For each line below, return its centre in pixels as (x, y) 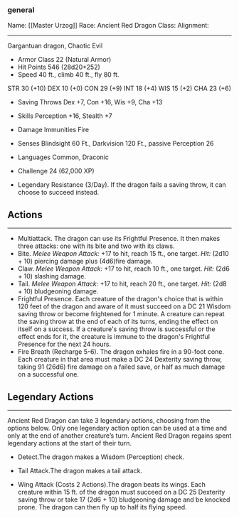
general (21, 10)
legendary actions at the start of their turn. (70, 443)
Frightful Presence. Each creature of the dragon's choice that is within (120, 299)
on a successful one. (48, 374)
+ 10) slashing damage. (52, 276)
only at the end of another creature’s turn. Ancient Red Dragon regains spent (119, 436)
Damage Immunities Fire (53, 130)
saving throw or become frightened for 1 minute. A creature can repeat (121, 314)
